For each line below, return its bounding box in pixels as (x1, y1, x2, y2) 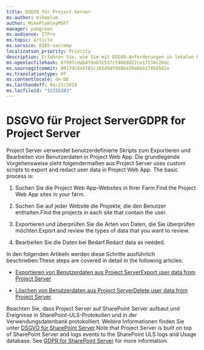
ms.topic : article (6, 37, 53, 43)
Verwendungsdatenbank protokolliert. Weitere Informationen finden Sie (6, 317, 185, 325)
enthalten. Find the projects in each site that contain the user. (15, 208, 167, 216)
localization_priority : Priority (6, 48, 91, 54)
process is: (6, 172, 34, 179)
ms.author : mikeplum (6, 15, 59, 21)
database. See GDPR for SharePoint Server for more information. (6, 337, 168, 344)
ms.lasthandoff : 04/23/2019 (6, 82, 78, 88)
